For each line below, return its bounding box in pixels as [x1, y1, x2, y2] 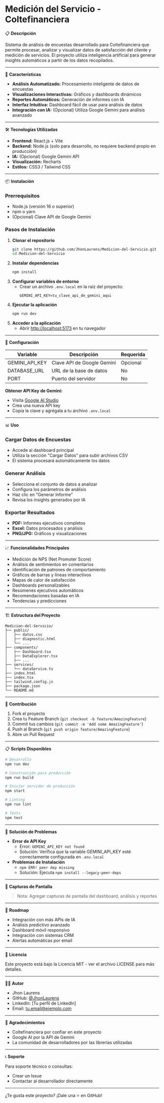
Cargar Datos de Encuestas [5, 436, 71, 443]
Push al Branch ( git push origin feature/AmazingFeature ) [12, 726, 130, 732]
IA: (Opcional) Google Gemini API [12, 153, 80, 159]
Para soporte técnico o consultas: [5, 1063, 73, 1069]
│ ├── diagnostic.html [5, 636, 56, 641]
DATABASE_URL [7, 368, 44, 374]
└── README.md [5, 687, 34, 693]
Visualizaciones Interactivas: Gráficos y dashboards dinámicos [12, 91, 142, 97]
